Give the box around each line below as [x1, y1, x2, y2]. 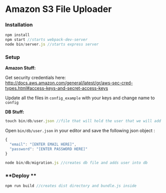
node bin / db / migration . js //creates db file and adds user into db [5, 160, 148, 165]
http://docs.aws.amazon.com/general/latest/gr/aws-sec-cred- [5, 80, 133, 86]
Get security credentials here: [5, 75, 66, 81]
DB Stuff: [5, 109, 24, 115]
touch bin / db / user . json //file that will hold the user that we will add [5, 119, 162, 124]
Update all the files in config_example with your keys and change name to [5, 95, 155, 101]
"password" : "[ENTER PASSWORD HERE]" [9, 147, 88, 152]
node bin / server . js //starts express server [5, 42, 99, 47]
